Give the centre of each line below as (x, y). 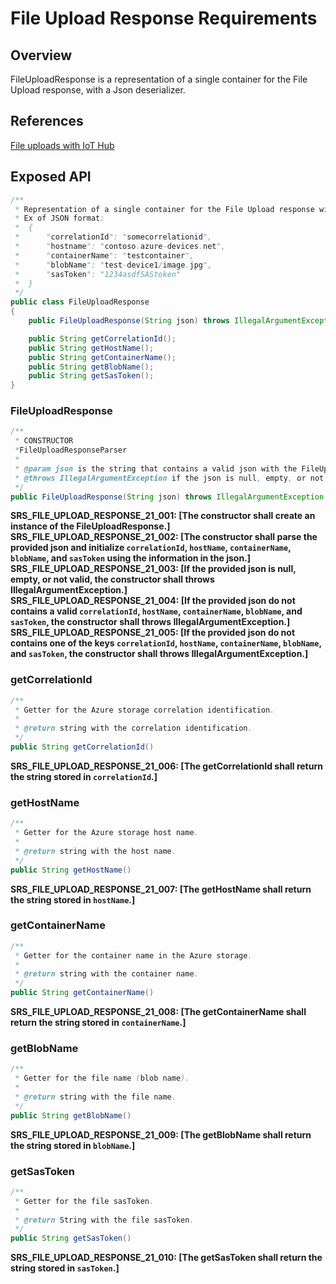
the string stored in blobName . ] (73, 1145)
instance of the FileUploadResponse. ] (90, 526)
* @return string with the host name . (95, 851)
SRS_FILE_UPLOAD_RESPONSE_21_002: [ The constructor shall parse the (164, 537)
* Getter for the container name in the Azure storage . (133, 955)
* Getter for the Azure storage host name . (106, 833)
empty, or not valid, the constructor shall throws (112, 579)
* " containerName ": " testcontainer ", (104, 255)
